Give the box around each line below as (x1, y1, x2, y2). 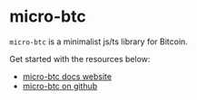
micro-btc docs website (22, 70, 112, 82)
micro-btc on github (22, 80, 98, 91)
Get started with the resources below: (9, 53, 151, 64)
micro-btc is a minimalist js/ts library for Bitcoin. (9, 36, 188, 47)
